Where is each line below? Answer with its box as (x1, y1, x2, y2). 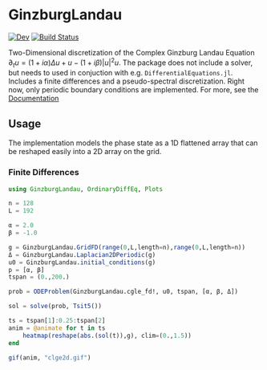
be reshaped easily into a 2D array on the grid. (8, 147, 162, 157)
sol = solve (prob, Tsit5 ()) (8, 303, 103, 311)
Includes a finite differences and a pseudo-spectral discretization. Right (8, 76, 245, 86)
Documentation (8, 94, 59, 104)
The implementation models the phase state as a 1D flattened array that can (8, 138, 258, 148)
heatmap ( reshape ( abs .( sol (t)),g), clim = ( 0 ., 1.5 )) (22, 331, 192, 340)
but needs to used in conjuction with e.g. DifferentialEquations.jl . (8, 68, 233, 78)
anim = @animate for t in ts (8, 323, 106, 332)
